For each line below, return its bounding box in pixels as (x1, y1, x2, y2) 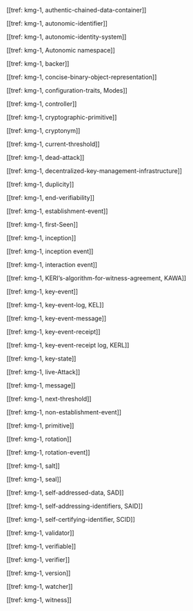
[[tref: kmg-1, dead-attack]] (6, 154, 85, 161)
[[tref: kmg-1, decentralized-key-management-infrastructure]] (6, 167, 183, 175)
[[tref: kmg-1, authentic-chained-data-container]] (6, 6, 147, 14)
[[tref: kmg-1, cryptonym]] (6, 127, 81, 134)
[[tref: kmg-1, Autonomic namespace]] (6, 46, 115, 54)
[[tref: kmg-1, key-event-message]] (6, 314, 107, 322)
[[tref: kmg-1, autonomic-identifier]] (6, 19, 108, 27)
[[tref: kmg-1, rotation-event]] (6, 448, 90, 456)
